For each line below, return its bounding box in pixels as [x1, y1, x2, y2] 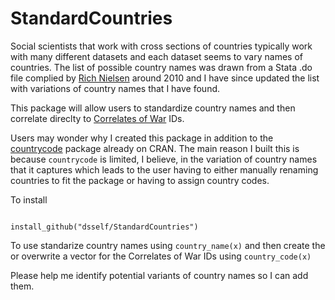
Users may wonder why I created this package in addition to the [10, 132, 274, 144]
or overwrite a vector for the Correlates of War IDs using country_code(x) [10, 250, 312, 262]
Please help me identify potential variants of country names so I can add [10, 269, 309, 281]
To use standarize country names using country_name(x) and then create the [10, 239, 326, 251]
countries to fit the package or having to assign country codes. [10, 174, 270, 186]
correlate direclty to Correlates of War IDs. [10, 112, 185, 124]
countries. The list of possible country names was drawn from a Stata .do [10, 61, 313, 73]
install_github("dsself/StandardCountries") [10, 222, 199, 232]
